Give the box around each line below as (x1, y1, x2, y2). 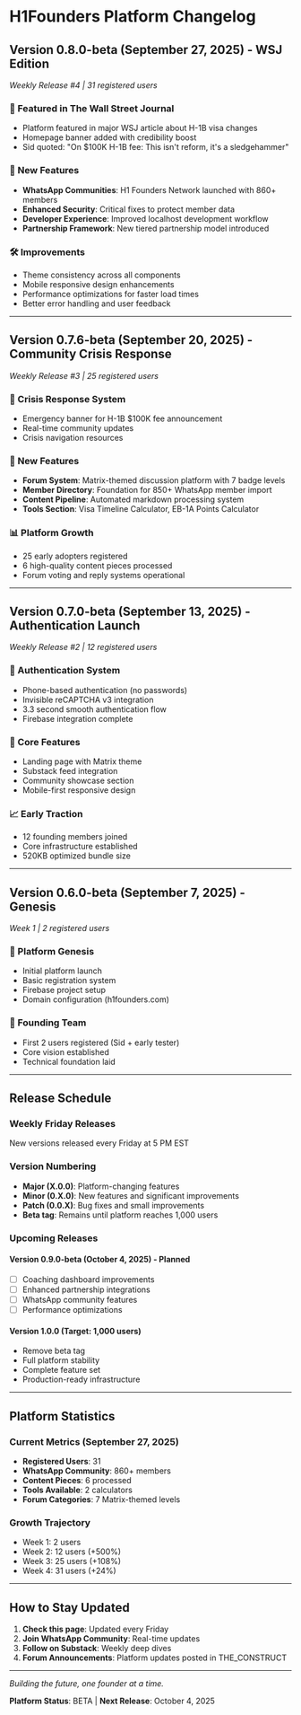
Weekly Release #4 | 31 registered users (9, 80, 159, 91)
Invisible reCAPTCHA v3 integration (21, 694, 154, 705)
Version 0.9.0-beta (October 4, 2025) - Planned (9, 1254, 191, 1265)
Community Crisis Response (9, 347, 172, 362)
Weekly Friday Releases (9, 1118, 116, 1130)
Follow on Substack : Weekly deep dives (21, 1643, 172, 1654)
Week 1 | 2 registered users (9, 923, 110, 934)
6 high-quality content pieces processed (21, 559, 173, 571)
